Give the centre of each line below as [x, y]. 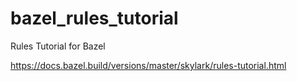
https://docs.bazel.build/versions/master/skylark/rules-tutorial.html [148, 65]
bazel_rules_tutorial [94, 18]
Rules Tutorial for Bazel [58, 46]
